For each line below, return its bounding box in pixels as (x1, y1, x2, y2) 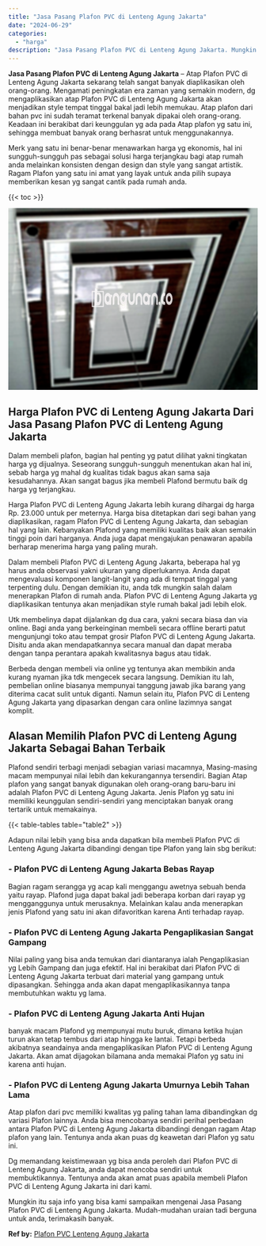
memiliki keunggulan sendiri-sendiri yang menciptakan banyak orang (8, 797, 234, 806)
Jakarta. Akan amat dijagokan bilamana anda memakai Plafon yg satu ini (8, 1051, 244, 1061)
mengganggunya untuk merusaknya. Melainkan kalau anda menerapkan (8, 898, 244, 908)
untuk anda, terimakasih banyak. (8, 1214, 115, 1224)
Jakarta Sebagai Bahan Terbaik (8, 741, 166, 755)
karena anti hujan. (8, 1060, 66, 1069)
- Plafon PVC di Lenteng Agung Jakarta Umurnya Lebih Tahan (8, 1080, 250, 1091)
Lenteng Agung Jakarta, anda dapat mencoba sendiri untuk (8, 1165, 203, 1175)
